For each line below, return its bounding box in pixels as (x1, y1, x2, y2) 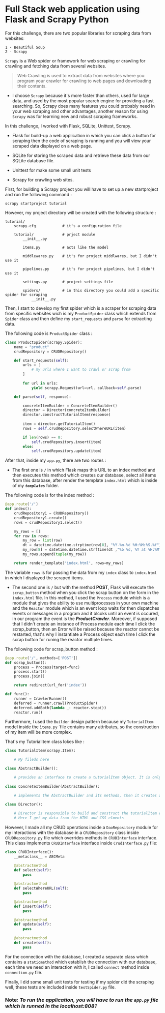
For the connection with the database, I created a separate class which (5, 953, 149, 959)
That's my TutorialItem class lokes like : (5, 739, 84, 745)
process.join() (14, 674, 45, 679)
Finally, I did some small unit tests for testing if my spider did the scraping (5, 979, 154, 984)
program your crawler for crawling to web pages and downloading (17, 78, 152, 84)
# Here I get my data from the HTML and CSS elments (14, 815, 124, 821)
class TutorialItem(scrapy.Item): (5, 748, 76, 753)
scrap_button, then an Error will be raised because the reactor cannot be (12, 626, 160, 632)
